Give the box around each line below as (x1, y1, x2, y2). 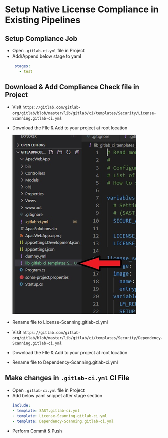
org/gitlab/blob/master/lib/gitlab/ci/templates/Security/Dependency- (12, 335, 163, 340)
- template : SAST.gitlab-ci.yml (12, 408, 80, 413)
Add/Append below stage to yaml (12, 53, 81, 59)
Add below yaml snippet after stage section (12, 393, 103, 399)
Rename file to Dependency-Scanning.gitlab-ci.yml (12, 359, 118, 365)
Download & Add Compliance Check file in (5, 83, 139, 91)
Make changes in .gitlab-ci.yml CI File (5, 373, 129, 382)
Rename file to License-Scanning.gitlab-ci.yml (12, 319, 108, 325)
